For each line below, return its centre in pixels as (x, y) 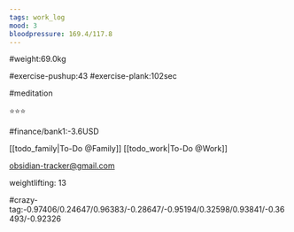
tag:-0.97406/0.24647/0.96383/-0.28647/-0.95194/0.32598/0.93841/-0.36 (147, 210)
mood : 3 (23, 26)
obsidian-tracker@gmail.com (62, 166)
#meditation (31, 93)
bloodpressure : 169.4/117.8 (61, 34)
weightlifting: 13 (38, 183)
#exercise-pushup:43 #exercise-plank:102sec (93, 76)
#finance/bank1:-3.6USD (54, 131)
